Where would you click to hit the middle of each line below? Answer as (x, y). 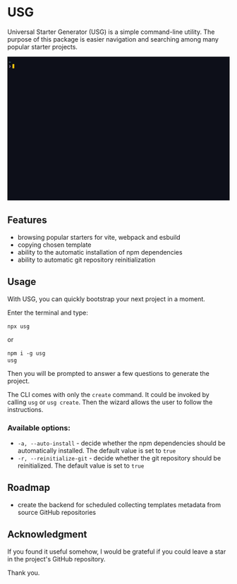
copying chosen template (54, 245)
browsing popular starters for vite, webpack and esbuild (99, 237)
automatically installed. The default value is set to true (97, 450)
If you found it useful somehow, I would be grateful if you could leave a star (117, 552)
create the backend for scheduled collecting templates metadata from (119, 504)
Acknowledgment (47, 534)
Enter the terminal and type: (48, 312)
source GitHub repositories (57, 512)
